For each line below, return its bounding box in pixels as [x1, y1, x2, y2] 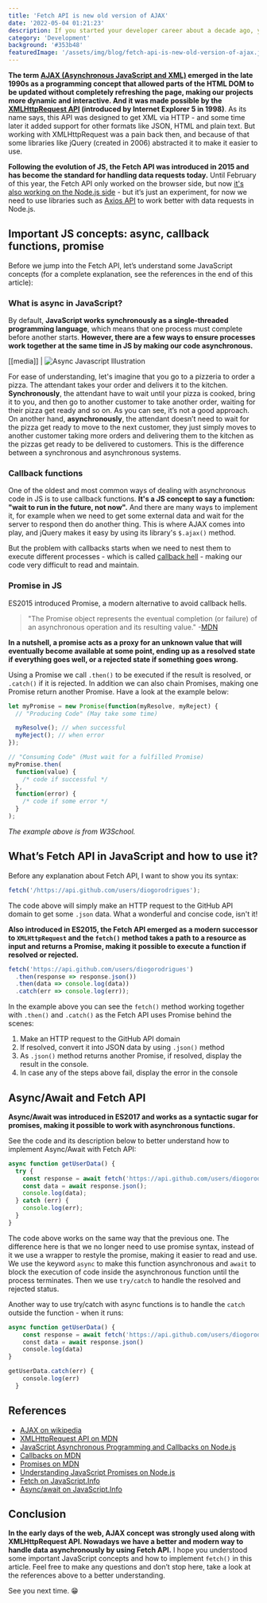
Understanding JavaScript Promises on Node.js [19, 1467, 176, 1477]
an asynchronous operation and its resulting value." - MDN [27, 622, 219, 632]
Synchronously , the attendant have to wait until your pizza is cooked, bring [8, 389, 256, 399]
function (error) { [15, 790, 77, 798]
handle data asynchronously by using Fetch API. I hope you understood [8, 1545, 248, 1555]
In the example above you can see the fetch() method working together [8, 1002, 245, 1011]
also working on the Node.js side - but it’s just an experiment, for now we [8, 188, 248, 196]
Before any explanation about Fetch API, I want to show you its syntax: [8, 870, 238, 880]
